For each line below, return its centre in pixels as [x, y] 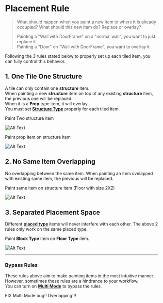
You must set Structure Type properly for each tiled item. [62, 109]
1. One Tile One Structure [44, 76]
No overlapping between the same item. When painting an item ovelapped [79, 173]
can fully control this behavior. [35, 61]
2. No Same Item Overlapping [50, 162]
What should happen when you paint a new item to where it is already [87, 22]
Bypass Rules [21, 265]
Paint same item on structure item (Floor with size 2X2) [60, 188]
